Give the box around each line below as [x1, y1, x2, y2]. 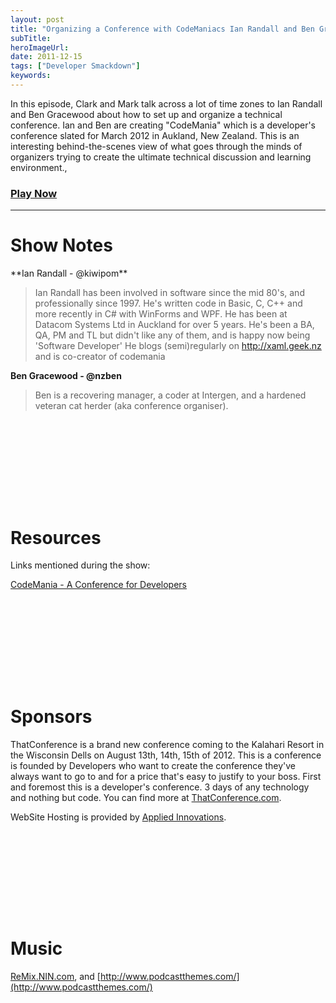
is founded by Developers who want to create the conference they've [10, 759, 297, 771]
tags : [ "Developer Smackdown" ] [10, 61, 141, 71]
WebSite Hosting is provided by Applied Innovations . [10, 811, 227, 823]
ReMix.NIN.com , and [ [10, 971, 101, 983]
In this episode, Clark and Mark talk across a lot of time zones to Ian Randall [10, 97, 323, 110]
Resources [10, 526, 102, 549]
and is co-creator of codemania [34, 351, 166, 363]
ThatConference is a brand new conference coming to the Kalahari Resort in [10, 738, 325, 750]
